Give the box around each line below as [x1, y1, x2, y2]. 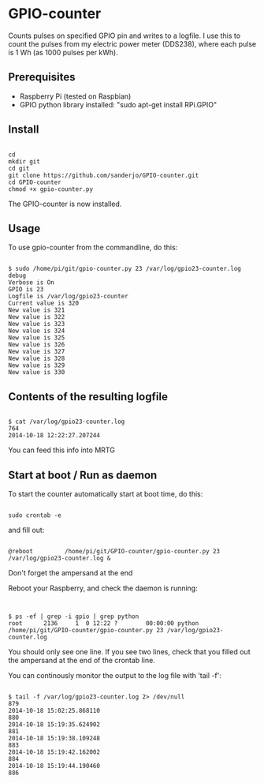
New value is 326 [8, 341, 65, 349]
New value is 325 [8, 334, 65, 342]
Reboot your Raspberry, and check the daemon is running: [8, 583, 199, 593]
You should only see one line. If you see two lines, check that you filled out [8, 647, 251, 656]
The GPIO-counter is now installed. [8, 199, 122, 208]
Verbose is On [8, 279, 55, 287]
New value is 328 [8, 354, 65, 363]
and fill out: [8, 526, 45, 534]
